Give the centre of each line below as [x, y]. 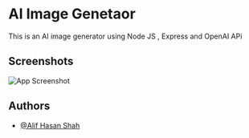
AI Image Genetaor [72, 14]
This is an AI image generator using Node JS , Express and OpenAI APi [125, 36]
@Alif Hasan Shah [50, 125]
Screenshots [41, 61]
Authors [29, 106]
